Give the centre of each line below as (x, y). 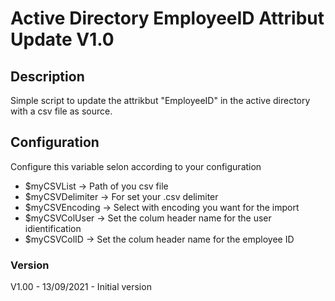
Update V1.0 (62, 39)
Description (47, 76)
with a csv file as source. (61, 111)
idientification (53, 228)
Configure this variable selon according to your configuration (136, 166)
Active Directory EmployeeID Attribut (167, 18)
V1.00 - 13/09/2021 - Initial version (81, 287)
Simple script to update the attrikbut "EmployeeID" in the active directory (160, 100)
